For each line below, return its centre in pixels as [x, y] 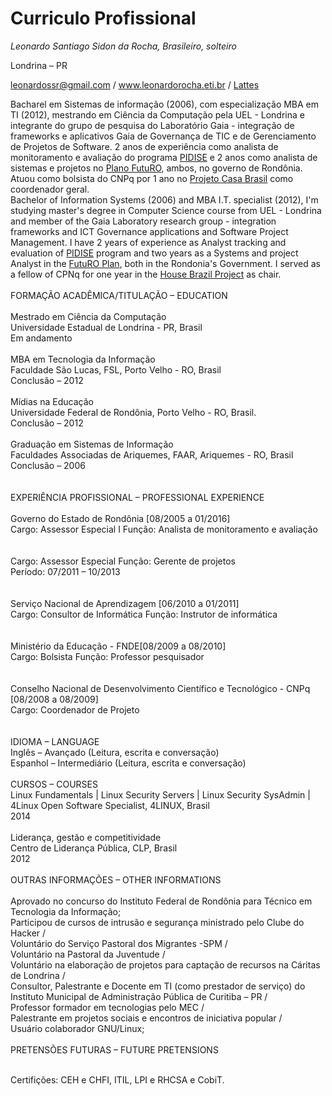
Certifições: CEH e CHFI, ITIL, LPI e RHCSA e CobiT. [117, 1079]
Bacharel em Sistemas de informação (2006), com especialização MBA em [165, 104]
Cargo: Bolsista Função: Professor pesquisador [107, 656]
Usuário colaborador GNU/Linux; [77, 1028]
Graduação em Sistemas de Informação [92, 444]
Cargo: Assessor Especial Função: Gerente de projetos [123, 561]
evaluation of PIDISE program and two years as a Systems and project [154, 253]
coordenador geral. [50, 189]
